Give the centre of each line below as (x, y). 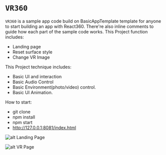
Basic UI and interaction (37, 76)
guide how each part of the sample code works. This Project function (76, 31)
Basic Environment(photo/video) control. (54, 87)
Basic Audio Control (33, 82)
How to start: (18, 102)
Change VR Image (31, 57)
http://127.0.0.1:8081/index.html (44, 128)
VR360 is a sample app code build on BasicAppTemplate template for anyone (83, 21)
